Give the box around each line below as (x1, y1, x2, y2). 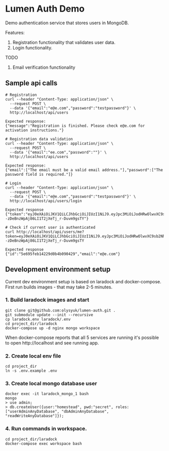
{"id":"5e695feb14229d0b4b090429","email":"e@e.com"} (5, 251, 121, 257)
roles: (115, 405, 129, 410)
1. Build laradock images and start (5, 296, 90, 304)
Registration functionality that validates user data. (12, 39, 116, 45)
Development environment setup (5, 265, 111, 274)
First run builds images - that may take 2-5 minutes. (5, 284, 113, 290)
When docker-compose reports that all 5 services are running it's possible (5, 334, 159, 340)
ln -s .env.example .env (5, 368, 57, 374)
